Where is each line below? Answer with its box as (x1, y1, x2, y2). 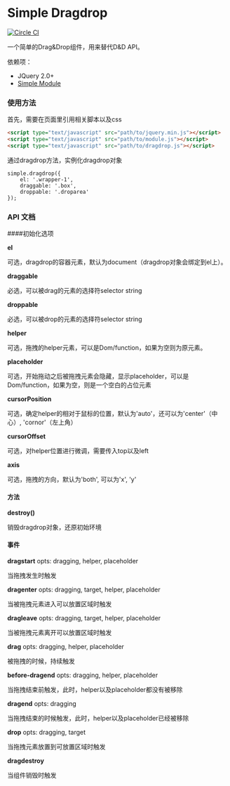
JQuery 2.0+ (17, 72, 55, 80)
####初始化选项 (7, 230, 54, 238)
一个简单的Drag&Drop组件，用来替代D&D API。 (7, 42, 144, 51)
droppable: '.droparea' (20, 188, 90, 195)
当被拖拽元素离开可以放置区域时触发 (7, 628, 112, 636)
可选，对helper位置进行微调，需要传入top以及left (7, 447, 149, 455)
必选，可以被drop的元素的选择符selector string (7, 315, 142, 324)
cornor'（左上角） (25, 418, 77, 426)
